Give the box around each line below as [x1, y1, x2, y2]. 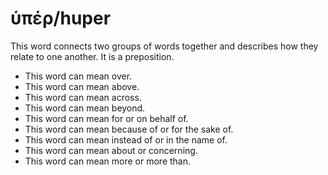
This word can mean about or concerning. [24, 144, 198, 156]
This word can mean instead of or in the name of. [24, 133, 228, 146]
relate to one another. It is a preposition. [10, 50, 175, 62]
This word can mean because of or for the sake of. [24, 123, 234, 135]
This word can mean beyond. [24, 102, 146, 114]
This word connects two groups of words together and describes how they [10, 40, 319, 52]
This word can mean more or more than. [24, 155, 192, 167]
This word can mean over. [24, 70, 133, 82]
